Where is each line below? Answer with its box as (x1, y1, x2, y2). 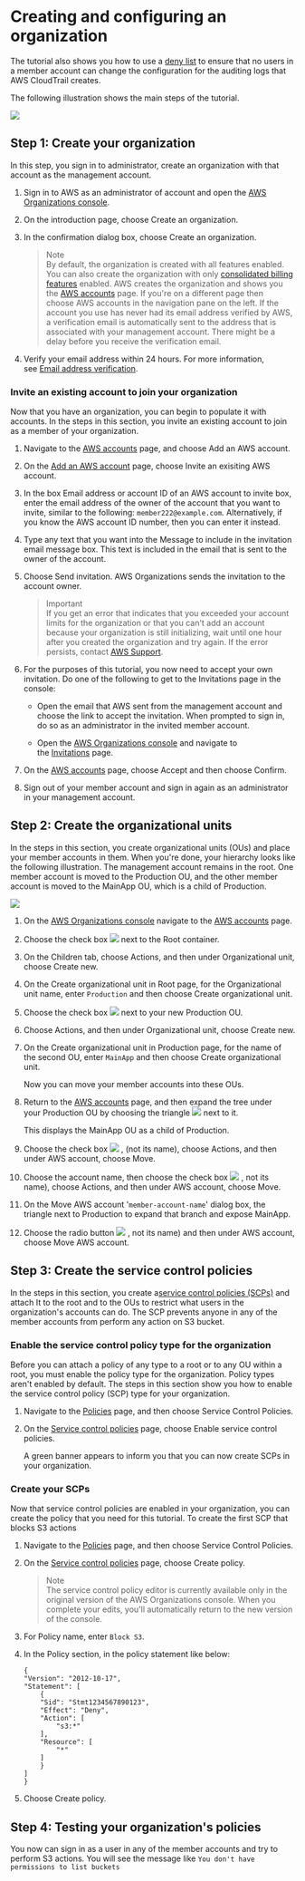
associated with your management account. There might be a (45, 326, 275, 337)
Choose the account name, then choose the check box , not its (23, 1172, 270, 1182)
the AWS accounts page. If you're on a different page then (45, 287, 263, 298)
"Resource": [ (40, 1738, 93, 1747)
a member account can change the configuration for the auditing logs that (10, 65, 287, 76)
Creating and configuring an (10, 6, 227, 27)
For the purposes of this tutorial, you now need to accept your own (23, 664, 273, 675)
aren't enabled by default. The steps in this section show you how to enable (10, 1378, 293, 1389)
